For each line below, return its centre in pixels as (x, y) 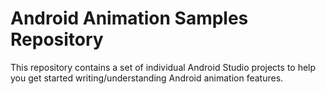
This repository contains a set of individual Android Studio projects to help (163, 67)
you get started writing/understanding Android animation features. (147, 78)
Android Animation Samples (129, 18)
